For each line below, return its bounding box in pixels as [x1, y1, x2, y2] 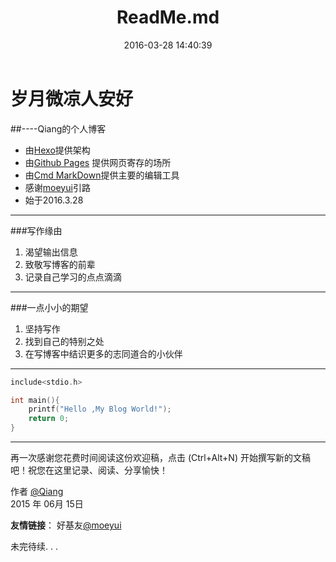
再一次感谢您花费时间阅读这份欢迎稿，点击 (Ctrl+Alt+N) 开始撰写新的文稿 [10, 452, 311, 464]
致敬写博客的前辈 [24, 258, 96, 270]
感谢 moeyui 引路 [24, 181, 91, 193]
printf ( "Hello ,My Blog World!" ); [28, 404, 172, 415]
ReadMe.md [116, 6, 220, 29]
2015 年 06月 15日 [10, 498, 84, 510]
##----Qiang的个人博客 [10, 122, 107, 135]
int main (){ [10, 395, 60, 405]
